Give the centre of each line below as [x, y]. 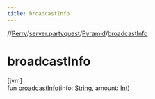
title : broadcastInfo [39, 13]
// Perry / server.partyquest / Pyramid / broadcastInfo [77, 33]
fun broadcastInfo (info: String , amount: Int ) [68, 88]
